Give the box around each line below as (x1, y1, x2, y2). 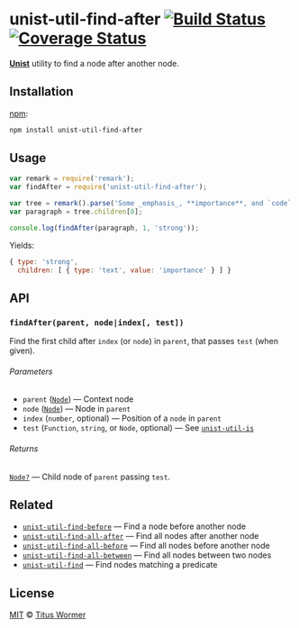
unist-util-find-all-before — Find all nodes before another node (22, 541, 270, 551)
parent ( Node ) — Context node (22, 394, 134, 405)
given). (9, 345, 36, 356)
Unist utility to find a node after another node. (9, 58, 180, 68)
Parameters (9, 366, 53, 377)
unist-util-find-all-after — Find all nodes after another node (22, 531, 259, 542)
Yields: (9, 240, 35, 250)
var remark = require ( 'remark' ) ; (9, 174, 135, 184)
